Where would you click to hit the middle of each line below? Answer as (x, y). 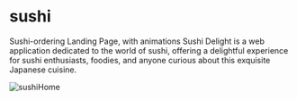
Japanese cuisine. (43, 70)
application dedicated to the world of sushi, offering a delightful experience (149, 50)
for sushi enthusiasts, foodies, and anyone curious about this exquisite (140, 60)
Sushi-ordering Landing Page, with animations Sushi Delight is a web (137, 41)
